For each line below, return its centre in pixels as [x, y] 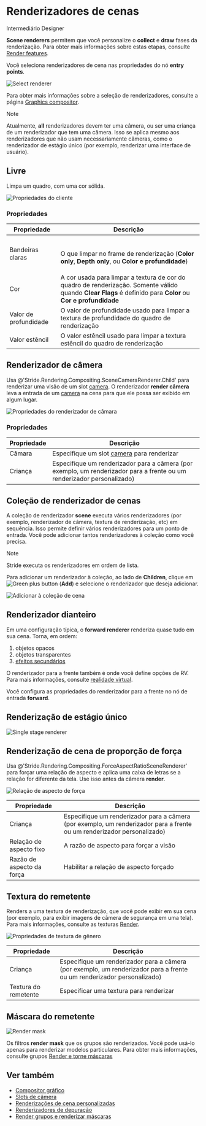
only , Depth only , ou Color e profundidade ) [124, 261]
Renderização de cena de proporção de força [94, 751]
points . [15, 71]
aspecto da [25, 867]
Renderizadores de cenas [73, 11]
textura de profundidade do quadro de [116, 318]
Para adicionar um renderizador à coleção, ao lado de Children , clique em [100, 577]
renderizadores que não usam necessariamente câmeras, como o [90, 139]
